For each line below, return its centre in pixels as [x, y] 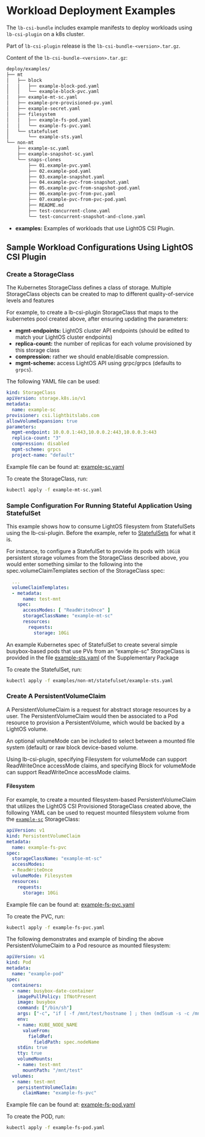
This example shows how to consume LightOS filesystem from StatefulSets [101, 526]
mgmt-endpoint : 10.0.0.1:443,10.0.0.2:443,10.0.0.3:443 [84, 432]
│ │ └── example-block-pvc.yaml [53, 92]
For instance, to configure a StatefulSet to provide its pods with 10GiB [93, 551]
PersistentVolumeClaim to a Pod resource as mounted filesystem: [88, 946]
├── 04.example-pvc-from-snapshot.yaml [79, 183]
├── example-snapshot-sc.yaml [56, 154]
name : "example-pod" [38, 974]
